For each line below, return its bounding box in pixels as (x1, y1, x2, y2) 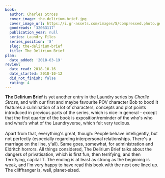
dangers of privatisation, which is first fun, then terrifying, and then (5, 151, 141, 157)
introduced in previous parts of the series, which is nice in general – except (5, 109, 157, 116)
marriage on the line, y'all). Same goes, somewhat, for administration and (5, 141, 153, 147)
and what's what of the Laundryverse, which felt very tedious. (5, 120, 131, 126)
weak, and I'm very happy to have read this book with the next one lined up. (5, 162, 159, 168)
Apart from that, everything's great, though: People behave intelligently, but (5, 130, 158, 136)
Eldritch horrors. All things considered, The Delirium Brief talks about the (5, 146, 152, 152)
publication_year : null (9, 30, 58, 35)
